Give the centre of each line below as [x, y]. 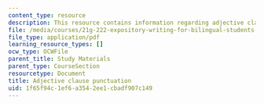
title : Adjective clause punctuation [70, 81]
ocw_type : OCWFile [38, 52]
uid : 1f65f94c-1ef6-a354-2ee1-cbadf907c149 [81, 88]
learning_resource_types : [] [56, 45]
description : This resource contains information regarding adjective [126, 23]
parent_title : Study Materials [59, 59]
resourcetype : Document [47, 74]
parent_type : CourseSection [54, 66]
